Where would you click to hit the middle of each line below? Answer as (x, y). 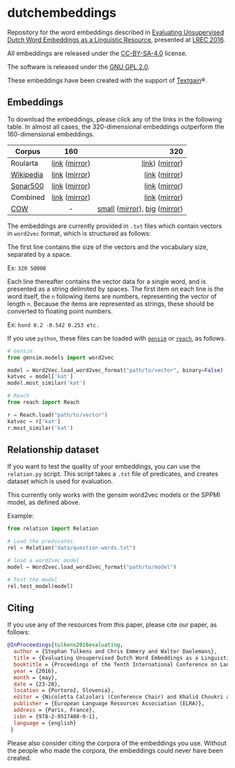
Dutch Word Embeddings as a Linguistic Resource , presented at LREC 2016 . (116, 39)
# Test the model (33, 579)
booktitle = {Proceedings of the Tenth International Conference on (115, 664)
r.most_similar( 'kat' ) (40, 428)
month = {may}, (36, 677)
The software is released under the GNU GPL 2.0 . (79, 66)
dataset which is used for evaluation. (60, 481)
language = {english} (45, 723)
